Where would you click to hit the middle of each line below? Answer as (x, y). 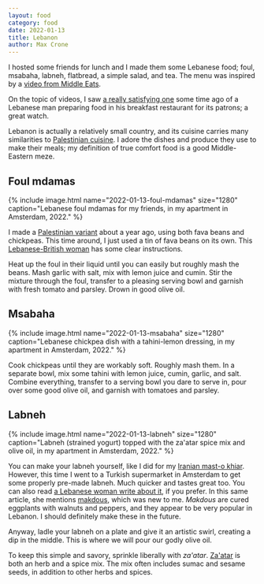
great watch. (29, 116)
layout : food (30, 15)
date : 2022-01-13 (37, 30)
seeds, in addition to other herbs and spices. (81, 571)
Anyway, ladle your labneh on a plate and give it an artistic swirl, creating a (129, 531)
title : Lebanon (33, 37)
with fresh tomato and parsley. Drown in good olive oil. (97, 289)
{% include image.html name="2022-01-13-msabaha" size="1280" (116, 333)
